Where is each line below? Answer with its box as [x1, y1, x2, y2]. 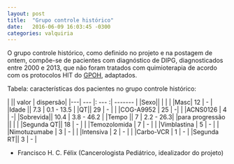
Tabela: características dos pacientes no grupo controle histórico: [7, 84, 197, 93]
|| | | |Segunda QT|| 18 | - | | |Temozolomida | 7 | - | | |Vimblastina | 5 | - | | [7, 120, 219, 129]
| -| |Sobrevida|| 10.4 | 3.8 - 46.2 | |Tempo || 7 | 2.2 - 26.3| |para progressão [7, 113, 226, 121]
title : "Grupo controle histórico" [7, 17, 114, 24]
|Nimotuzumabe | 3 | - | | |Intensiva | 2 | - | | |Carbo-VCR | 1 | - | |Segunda [7, 128, 219, 136]
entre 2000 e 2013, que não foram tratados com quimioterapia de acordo [7, 64, 218, 72]
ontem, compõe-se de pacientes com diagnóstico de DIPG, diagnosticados [7, 57, 224, 65]
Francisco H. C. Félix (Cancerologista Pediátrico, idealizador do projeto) [17, 149, 224, 157]
